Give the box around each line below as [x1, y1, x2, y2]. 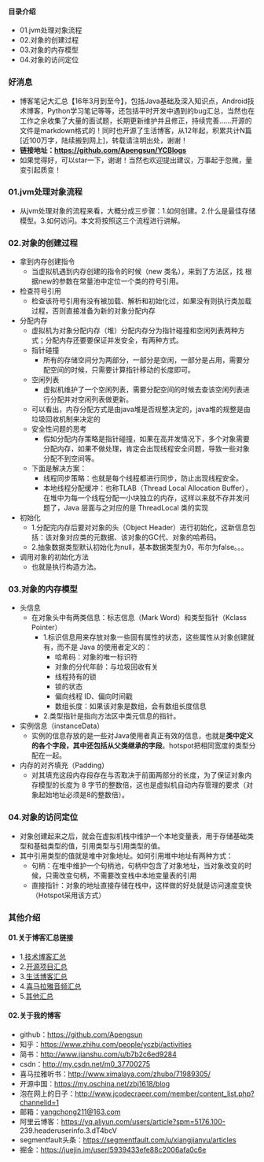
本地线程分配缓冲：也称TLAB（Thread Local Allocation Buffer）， [42, 484, 253, 493]
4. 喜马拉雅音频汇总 [19, 981, 82, 991]
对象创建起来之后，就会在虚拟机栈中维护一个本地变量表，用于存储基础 [19, 831, 247, 841]
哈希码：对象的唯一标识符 [54, 652, 138, 662]
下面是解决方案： [31, 464, 87, 473]
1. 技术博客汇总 [19, 952, 67, 961]
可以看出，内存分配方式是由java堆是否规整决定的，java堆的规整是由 [31, 405, 251, 414]
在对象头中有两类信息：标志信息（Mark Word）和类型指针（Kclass [31, 613, 247, 622]
